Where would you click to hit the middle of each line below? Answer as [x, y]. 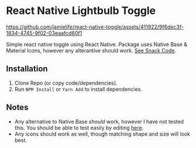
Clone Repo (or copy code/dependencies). [66, 83]
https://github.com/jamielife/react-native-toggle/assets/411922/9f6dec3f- [95, 27]
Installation [27, 69]
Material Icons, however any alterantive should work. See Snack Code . [91, 50]
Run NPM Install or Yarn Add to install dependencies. [78, 89]
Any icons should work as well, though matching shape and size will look [102, 134]
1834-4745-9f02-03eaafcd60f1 [44, 33]
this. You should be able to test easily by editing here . [79, 128]
